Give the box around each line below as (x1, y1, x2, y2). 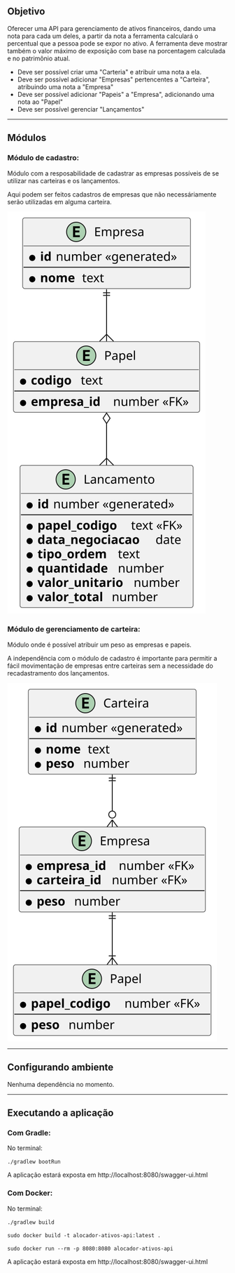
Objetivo (7, 6, 45, 18)
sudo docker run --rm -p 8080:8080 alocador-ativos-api (7, 1245, 173, 1252)
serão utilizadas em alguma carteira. (7, 197, 112, 206)
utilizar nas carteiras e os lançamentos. (7, 176, 120, 185)
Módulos (7, 132, 47, 144)
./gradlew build (7, 1218, 55, 1226)
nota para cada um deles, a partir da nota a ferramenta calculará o (7, 32, 199, 40)
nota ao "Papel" (17, 98, 64, 106)
